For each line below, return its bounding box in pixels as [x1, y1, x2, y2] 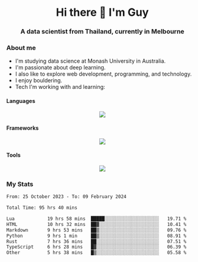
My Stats [6, 180, 34, 188]
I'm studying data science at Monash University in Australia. [15, 57, 166, 65]
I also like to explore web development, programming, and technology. [15, 70, 192, 78]
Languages [6, 97, 35, 104]
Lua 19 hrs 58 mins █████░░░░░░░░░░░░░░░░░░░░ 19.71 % [6, 216, 187, 222]
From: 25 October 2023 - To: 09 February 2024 [6, 194, 127, 200]
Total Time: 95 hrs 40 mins [6, 205, 78, 211]
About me [6, 44, 37, 52]
